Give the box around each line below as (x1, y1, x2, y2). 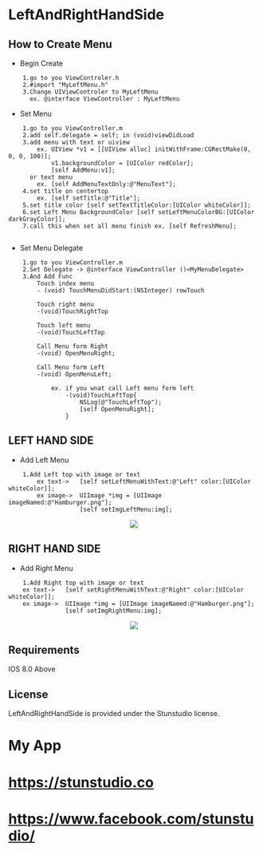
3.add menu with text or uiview (22, 138, 130, 146)
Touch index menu (37, 279, 94, 287)
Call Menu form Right (37, 342, 109, 350)
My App (8, 737, 62, 755)
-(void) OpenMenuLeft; (37, 370, 112, 378)
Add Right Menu (19, 563, 73, 572)
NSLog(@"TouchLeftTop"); (79, 398, 162, 406)
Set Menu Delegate (19, 243, 84, 252)
